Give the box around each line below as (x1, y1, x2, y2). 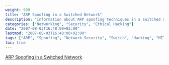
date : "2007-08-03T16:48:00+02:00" (5, 26, 80, 31)
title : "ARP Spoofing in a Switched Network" (5, 12, 102, 17)
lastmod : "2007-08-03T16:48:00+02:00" (5, 31, 87, 36)
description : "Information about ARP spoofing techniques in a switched (5, 17, 161, 22)
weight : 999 (5, 7, 30, 13)
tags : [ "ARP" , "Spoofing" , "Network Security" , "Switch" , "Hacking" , (5, 36, 154, 41)
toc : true (5, 40, 26, 45)
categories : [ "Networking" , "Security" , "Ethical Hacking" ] (5, 21, 134, 27)
